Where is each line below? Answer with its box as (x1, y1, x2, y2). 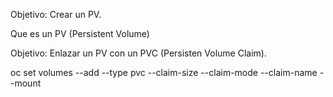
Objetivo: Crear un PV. (10, 9, 102, 20)
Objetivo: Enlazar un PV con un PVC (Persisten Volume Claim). (10, 47, 267, 59)
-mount (10, 77, 42, 89)
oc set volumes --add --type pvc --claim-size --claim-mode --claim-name (10, 67, 318, 78)
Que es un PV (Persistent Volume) (10, 28, 150, 39)
